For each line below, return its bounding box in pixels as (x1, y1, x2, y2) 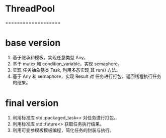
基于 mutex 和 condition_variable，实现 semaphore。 (12, 61, 122, 67)
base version (5, 37, 61, 49)
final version (5, 97, 59, 109)
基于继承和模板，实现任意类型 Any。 (12, 54, 89, 60)
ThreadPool (5, 3, 55, 15)
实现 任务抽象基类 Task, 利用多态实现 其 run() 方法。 (12, 67, 121, 73)
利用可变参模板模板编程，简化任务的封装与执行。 (12, 127, 114, 133)
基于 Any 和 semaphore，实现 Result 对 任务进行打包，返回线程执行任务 (12, 73, 161, 79)
